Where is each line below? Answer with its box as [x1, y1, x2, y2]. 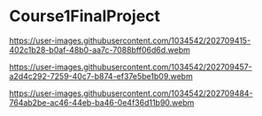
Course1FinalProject [9, 6, 161, 26]
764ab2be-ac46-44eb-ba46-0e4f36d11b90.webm [9, 97, 195, 107]
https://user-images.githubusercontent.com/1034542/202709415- [9, 35, 251, 46]
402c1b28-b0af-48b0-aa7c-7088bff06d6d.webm [9, 44, 190, 54]
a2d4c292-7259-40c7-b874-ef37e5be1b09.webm [9, 70, 193, 81]
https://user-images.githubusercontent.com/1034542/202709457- [9, 62, 252, 72]
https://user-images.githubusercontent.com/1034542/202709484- [9, 88, 254, 98]
